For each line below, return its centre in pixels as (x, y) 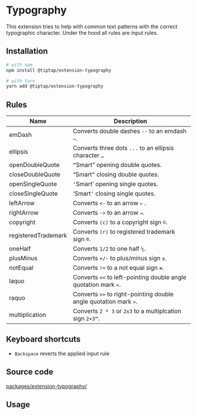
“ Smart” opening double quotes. (118, 165)
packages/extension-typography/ (46, 386)
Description (130, 121)
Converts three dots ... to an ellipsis (123, 148)
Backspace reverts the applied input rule (62, 353)
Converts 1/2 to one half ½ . (109, 249)
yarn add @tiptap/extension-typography (55, 86)
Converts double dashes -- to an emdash (130, 131)
